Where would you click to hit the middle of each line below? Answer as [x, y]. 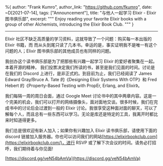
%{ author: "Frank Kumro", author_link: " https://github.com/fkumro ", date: [79, 7]
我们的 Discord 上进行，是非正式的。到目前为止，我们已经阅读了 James [81, 73]
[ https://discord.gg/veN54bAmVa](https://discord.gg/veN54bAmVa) [73, 158]
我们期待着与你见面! [33, 149]
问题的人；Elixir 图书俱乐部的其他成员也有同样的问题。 [59, 51]
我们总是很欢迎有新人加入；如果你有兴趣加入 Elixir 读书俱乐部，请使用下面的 [81, 130]
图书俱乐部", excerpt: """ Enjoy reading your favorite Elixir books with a [76, 19]
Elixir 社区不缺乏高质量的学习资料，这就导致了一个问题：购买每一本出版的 [78, 39]
